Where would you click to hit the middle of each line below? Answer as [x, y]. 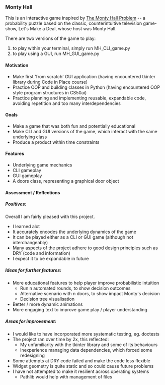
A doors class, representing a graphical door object [66, 181]
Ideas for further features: [33, 270]
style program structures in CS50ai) [50, 92]
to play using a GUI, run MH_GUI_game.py [56, 53]
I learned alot [26, 227]
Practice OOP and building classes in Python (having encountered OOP [86, 87]
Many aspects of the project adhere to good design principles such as [85, 248]
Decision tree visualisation [47, 299]
